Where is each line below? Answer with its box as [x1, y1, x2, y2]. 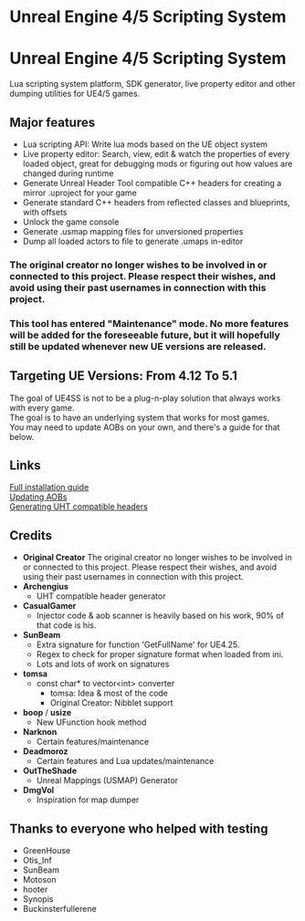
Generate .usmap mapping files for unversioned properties [22, 225, 244, 236]
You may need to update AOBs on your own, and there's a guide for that [9, 422, 280, 433]
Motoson [22, 874, 57, 885]
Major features [9, 114, 96, 130]
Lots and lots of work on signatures [36, 659, 170, 670]
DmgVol [22, 785, 55, 796]
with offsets [22, 206, 68, 217]
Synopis [22, 894, 54, 905]
